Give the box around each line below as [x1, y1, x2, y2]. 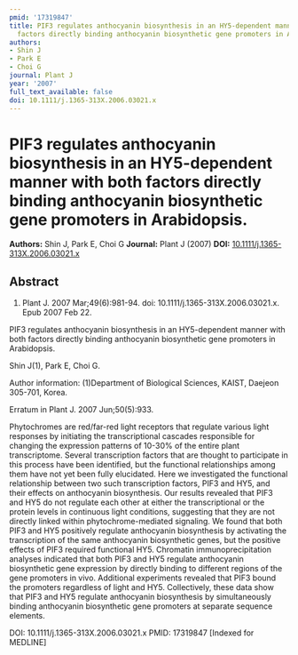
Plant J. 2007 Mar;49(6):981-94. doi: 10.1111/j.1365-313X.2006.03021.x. [21, 298, 280, 308]
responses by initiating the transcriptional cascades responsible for [9, 431, 255, 442]
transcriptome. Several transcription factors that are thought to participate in [9, 450, 288, 460]
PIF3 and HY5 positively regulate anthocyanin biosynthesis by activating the [9, 525, 286, 536]
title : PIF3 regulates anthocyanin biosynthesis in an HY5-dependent [9, 21, 272, 30]
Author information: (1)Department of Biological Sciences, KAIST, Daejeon [9, 378, 279, 388]
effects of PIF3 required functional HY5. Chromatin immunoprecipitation [9, 544, 272, 555]
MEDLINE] [9, 637, 47, 648]
